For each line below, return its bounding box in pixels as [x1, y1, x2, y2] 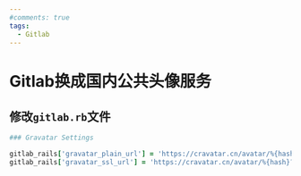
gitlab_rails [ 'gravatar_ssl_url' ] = [9, 158, 146, 167]
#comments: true [9, 13, 70, 22]
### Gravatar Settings [9, 133, 94, 143]
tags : [9, 21, 30, 30]
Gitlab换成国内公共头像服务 [9, 71, 212, 91]
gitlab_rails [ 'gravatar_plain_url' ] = [9, 149, 154, 159]
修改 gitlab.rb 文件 [9, 109, 111, 124]
